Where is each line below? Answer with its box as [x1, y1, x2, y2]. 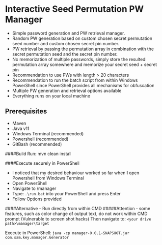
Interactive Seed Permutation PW [5, 3, 144, 15]
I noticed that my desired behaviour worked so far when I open [12, 170, 140, 176]
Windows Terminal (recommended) [12, 130, 84, 136]
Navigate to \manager [12, 185, 56, 191]
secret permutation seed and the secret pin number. [12, 51, 118, 57]
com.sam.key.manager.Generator [5, 235, 69, 240]
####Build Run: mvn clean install [5, 151, 72, 156]
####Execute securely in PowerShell [5, 160, 80, 166]
